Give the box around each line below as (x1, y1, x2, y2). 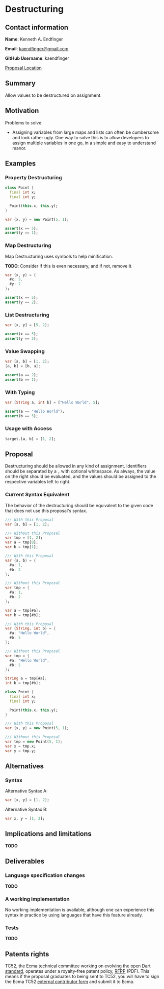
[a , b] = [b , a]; (5, 363, 41, 368)
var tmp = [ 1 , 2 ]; (5, 535, 43, 540)
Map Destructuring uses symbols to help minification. (5, 253, 113, 259)
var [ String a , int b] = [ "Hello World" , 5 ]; (5, 400, 100, 405)
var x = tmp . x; (5, 744, 36, 749)
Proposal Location (5, 65, 42, 71)
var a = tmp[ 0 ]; (5, 540, 38, 545)
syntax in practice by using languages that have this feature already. (5, 912, 143, 918)
